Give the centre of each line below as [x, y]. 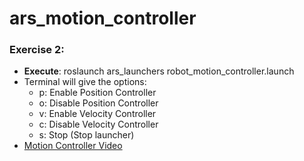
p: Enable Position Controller [97, 93]
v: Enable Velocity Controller [97, 114]
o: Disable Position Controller [98, 103]
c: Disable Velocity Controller [98, 124]
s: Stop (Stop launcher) [86, 135]
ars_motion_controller [103, 18]
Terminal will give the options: [85, 82]
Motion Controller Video [73, 146]
